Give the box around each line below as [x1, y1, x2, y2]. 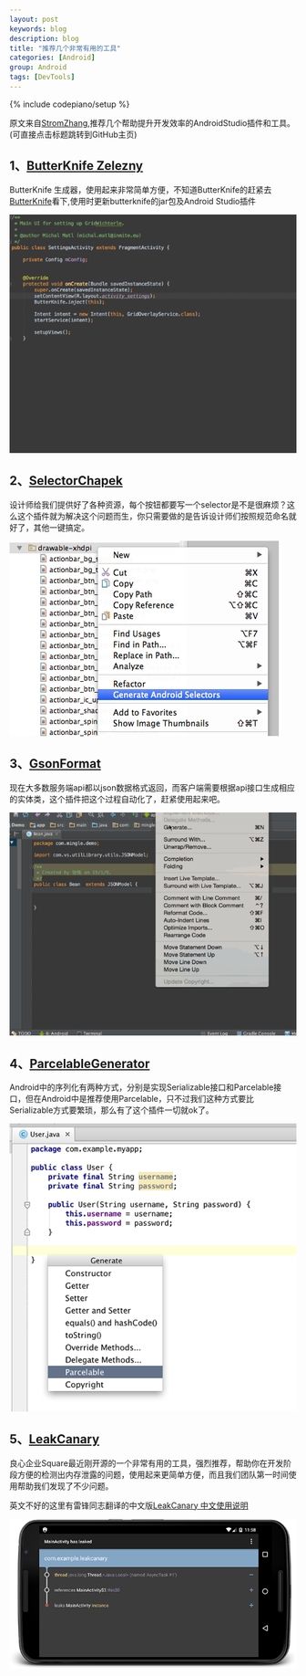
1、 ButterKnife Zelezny [9, 158, 144, 173]
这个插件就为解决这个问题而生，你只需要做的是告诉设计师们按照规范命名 [16, 510, 289, 521]
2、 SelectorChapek [9, 473, 123, 488]
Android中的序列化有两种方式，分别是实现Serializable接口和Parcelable [9, 1082, 274, 1093]
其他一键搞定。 [33, 521, 89, 533]
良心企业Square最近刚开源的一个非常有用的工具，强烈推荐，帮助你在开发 [9, 1457, 284, 1469]
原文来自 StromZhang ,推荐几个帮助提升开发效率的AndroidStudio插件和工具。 [9, 117, 296, 128]
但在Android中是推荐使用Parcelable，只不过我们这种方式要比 [25, 1094, 255, 1104]
